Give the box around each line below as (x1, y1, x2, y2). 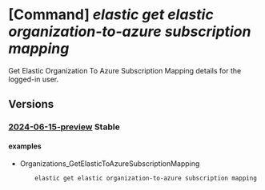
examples (8, 141, 42, 151)
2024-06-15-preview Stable (8, 121, 120, 133)
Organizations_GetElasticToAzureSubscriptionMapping (19, 159, 200, 168)
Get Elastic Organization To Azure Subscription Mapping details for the (8, 65, 242, 75)
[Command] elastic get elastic (8, 6, 214, 24)
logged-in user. (8, 74, 58, 84)
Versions (8, 97, 54, 111)
